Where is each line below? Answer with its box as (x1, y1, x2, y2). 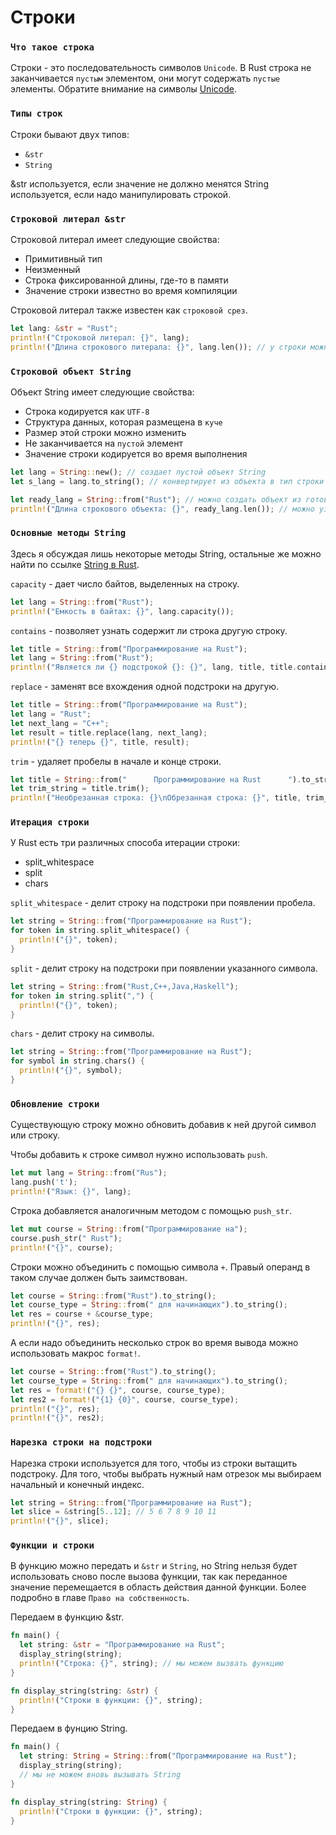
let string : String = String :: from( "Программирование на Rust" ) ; (19, 1751, 298, 1761)
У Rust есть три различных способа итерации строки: (10, 837, 241, 849)
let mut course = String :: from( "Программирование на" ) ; (10, 1224, 248, 1234)
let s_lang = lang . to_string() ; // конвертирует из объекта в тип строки (10, 476, 325, 486)
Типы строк (10, 108, 63, 120)
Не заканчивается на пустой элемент (24, 437, 183, 449)
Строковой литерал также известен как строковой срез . (10, 304, 248, 316)
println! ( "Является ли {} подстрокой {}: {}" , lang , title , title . (10, 662, 298, 673)
